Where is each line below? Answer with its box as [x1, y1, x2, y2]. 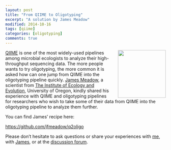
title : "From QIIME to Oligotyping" [5, 12, 83, 17]
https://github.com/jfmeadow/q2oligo [5, 123, 84, 130]
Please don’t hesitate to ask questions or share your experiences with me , [5, 133, 160, 139]
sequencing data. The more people [30, 61, 103, 67]
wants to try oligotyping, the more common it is [5, 66, 104, 72]
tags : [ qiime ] [5, 26, 36, 32]
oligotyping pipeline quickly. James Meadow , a [5, 77, 103, 83]
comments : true [5, 36, 38, 41]
